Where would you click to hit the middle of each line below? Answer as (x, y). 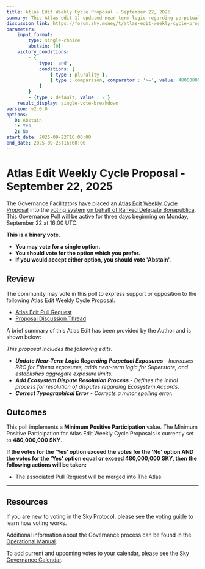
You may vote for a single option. (58, 246)
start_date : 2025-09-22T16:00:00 (49, 138)
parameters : (21, 29)
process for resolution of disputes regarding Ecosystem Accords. (97, 386)
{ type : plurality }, (79, 75)
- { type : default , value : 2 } (70, 97)
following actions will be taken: (47, 465)
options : (17, 115)
